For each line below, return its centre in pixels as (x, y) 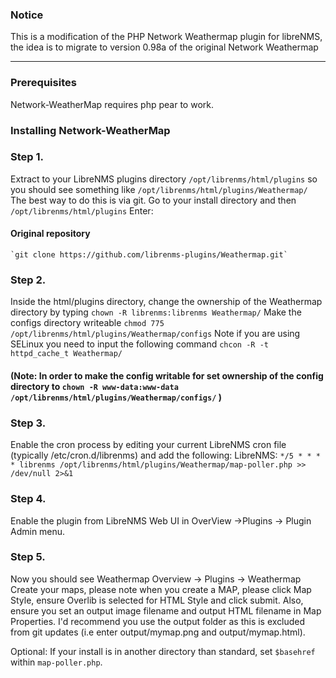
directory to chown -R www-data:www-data (94, 386)
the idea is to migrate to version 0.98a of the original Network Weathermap (164, 47)
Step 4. (28, 499)
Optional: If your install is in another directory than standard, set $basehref (163, 651)
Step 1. (27, 157)
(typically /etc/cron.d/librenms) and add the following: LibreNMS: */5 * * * (165, 455)
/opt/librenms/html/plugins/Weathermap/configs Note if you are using (155, 334)
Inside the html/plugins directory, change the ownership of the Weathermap (166, 302)
